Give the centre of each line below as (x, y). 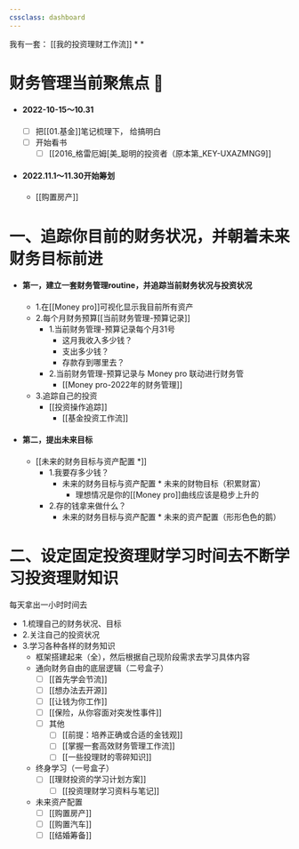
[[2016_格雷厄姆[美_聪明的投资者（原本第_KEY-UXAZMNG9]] (160, 154)
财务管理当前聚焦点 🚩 (87, 83)
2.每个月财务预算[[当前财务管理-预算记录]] (113, 317)
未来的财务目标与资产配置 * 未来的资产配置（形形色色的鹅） (172, 517)
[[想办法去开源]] (78, 690)
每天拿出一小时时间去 (48, 605)
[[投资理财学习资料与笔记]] (111, 790)
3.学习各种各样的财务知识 (69, 645)
